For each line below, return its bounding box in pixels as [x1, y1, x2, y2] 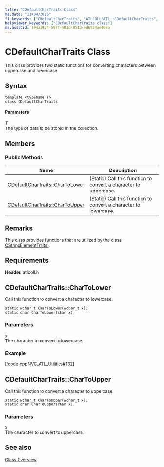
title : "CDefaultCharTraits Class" [5, 7, 78, 12]
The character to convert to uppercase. [5, 429, 84, 435]
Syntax [5, 82, 27, 90]
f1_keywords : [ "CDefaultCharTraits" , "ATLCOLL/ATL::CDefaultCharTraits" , [5, 16, 159, 21]
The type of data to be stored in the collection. [5, 126, 99, 131]
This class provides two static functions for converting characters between [5, 63, 156, 68]
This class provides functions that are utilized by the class [5, 237, 122, 243]
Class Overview [5, 456, 37, 462]
